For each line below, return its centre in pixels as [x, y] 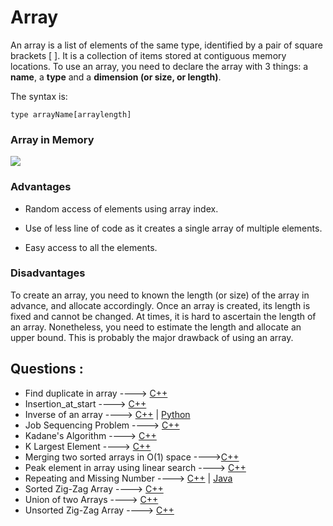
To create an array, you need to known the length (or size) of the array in [160, 295]
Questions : [47, 369]
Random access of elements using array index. [121, 208]
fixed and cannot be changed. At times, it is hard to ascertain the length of [163, 316]
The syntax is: [39, 96]
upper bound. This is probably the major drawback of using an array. [152, 337]
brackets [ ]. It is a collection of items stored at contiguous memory [148, 55]
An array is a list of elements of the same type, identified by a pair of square [166, 45]
